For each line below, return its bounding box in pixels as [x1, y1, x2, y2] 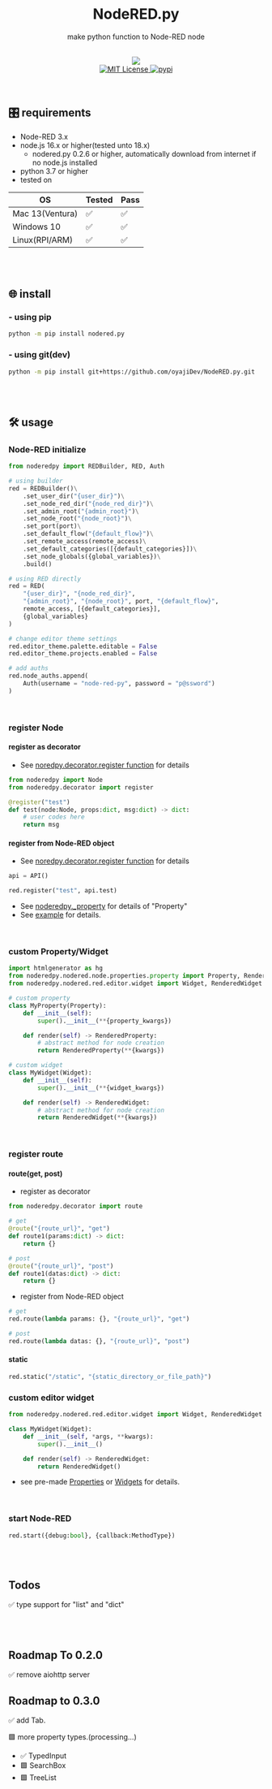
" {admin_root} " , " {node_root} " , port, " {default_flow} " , [23, 598, 219, 606]
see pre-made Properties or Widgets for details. [19, 1477, 181, 1487]
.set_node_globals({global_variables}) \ [23, 552, 161, 560]
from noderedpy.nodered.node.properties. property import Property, [8, 972, 241, 980]
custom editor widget [8, 1392, 95, 1403]
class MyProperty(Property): [8, 1001, 107, 1009]
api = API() [8, 872, 49, 880]
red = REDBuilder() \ [8, 484, 79, 492]
